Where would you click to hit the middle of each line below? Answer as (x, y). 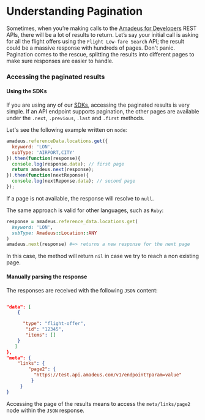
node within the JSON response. (45, 410)
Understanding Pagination (74, 11)
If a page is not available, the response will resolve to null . (80, 198)
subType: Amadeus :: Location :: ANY (54, 233)
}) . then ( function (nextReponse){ (47, 175)
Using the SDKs (27, 91)
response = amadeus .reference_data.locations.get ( (72, 221)
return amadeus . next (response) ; (53, 170)
